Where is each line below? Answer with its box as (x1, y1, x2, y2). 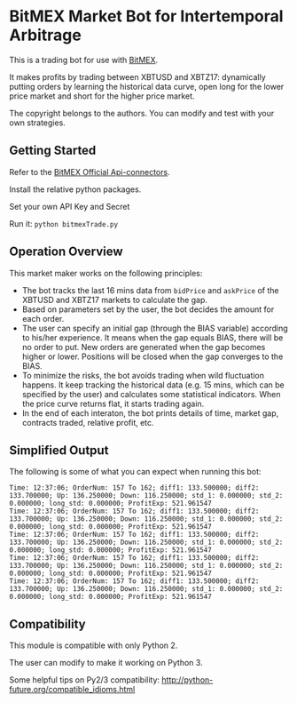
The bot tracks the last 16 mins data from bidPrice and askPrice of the (21, 284, 279, 295)
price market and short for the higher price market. (9, 91, 195, 101)
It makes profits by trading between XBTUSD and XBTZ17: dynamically (9, 71, 266, 82)
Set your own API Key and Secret (9, 201, 130, 212)
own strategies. (9, 117, 66, 128)
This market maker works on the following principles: (9, 268, 203, 278)
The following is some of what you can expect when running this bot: (9, 467, 262, 477)
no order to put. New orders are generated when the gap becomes (21, 341, 266, 352)
